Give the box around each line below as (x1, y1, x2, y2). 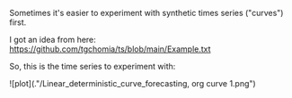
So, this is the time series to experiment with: (9, 61, 176, 71)
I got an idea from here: (9, 35, 96, 45)
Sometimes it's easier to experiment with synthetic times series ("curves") (9, 8, 284, 18)
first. (9, 17, 27, 28)
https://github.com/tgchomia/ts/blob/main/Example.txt (9, 44, 211, 54)
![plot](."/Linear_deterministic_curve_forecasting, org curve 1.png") (9, 78, 256, 88)
